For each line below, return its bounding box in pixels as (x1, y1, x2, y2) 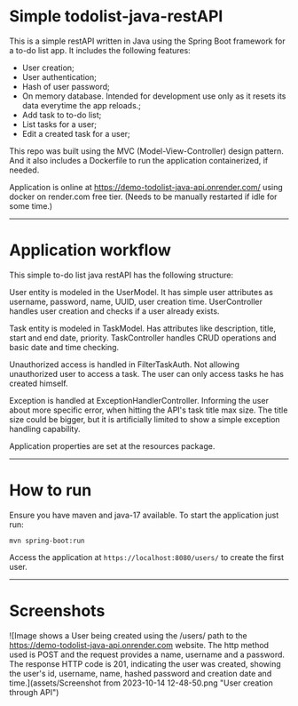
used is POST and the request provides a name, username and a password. (9, 649, 286, 660)
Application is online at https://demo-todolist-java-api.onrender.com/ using (9, 181, 284, 192)
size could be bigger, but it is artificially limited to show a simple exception (9, 413, 281, 424)
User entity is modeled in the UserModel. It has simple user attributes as (9, 286, 273, 297)
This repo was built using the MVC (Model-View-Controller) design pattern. (9, 145, 284, 156)
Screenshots (9, 601, 106, 621)
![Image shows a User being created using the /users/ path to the (9, 630, 247, 641)
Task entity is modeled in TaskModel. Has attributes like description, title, (9, 323, 277, 333)
